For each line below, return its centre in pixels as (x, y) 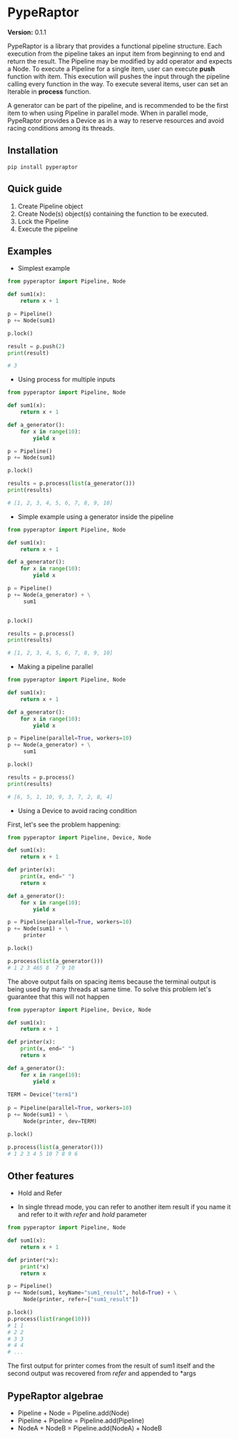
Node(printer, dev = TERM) (60, 1121)
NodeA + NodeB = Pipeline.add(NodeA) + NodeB (90, 1428)
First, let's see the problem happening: (64, 824)
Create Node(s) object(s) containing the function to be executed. (113, 213)
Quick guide (35, 189)
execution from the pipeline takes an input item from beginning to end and (116, 54)
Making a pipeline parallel (55, 667)
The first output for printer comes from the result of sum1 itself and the (111, 1366)
